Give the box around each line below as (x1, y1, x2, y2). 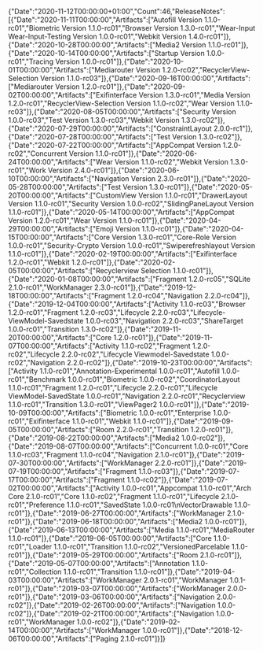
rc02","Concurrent (8, 149, 68, 158)
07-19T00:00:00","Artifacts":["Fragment (8, 467, 137, 475)
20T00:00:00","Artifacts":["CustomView (8, 190, 137, 200)
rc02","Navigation (8, 358, 65, 367)
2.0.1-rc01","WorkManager (143, 575, 228, 585)
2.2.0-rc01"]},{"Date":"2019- (154, 458, 247, 468)
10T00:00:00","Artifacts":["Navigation (8, 174, 130, 183)
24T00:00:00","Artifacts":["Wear (8, 157, 114, 166)
